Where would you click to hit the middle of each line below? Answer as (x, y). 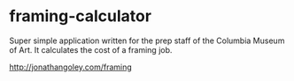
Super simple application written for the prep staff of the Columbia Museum (147, 40)
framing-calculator (81, 16)
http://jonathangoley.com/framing (71, 67)
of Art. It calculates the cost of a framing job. (91, 49)
